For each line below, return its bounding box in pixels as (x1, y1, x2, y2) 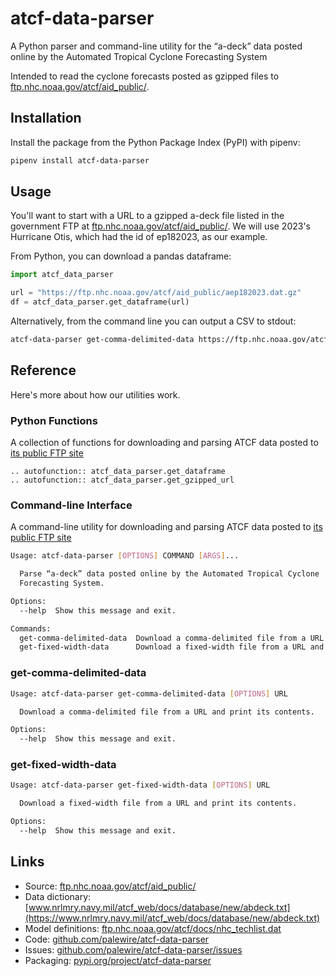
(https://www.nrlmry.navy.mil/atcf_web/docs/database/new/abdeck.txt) (24, 912, 321, 924)
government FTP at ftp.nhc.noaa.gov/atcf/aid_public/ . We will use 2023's (10, 220, 312, 232)
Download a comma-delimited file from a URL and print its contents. (19, 707, 315, 717)
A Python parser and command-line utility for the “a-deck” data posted (10, 40, 303, 52)
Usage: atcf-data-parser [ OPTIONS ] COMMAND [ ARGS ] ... (10, 551, 240, 561)
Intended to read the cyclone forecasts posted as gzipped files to (10, 70, 280, 82)
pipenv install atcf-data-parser (10, 155, 150, 166)
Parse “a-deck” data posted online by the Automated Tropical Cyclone (19, 569, 320, 579)
